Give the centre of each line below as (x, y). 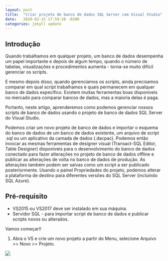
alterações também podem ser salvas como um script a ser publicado (77, 165)
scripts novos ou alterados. (41, 219)
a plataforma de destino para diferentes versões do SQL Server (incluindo (81, 175)
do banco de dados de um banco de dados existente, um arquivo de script (82, 133)
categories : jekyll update (33, 24)
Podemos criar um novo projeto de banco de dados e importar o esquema (82, 127)
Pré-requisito (26, 196)
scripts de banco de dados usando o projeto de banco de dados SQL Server (84, 112)
